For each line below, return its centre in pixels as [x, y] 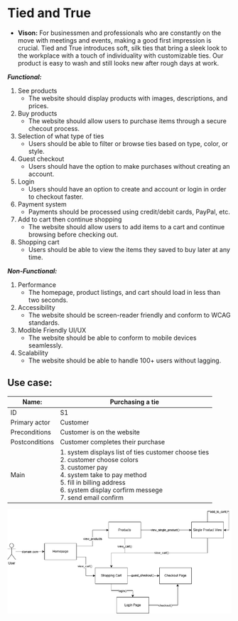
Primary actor [30, 422]
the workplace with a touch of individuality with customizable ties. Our [120, 56]
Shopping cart [38, 242]
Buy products [37, 113]
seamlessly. [45, 345]
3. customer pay [84, 467]
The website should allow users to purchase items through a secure [128, 121]
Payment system [42, 204]
